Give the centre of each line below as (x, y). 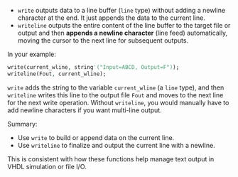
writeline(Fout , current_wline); (57, 74)
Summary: (22, 124)
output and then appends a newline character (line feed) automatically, (123, 33)
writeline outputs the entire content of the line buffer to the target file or (124, 25)
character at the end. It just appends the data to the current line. (112, 18)
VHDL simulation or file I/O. (47, 166)
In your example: (32, 54)
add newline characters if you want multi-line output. (85, 110)
